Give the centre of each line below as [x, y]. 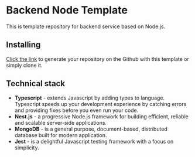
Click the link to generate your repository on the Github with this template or [97, 59]
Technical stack [36, 83]
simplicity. [27, 148]
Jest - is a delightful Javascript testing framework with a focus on [94, 141]
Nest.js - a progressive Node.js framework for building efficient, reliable [101, 116]
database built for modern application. [61, 135]
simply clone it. [24, 65]
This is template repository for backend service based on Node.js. [86, 26]
